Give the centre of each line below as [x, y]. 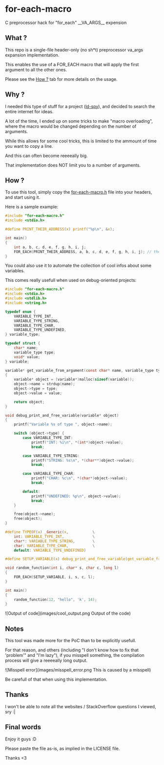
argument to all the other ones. [36, 70]
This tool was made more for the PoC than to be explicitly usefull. [71, 641]
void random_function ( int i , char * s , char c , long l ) [62, 568]
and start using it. [23, 197]
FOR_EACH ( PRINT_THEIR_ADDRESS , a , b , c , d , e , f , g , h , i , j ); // [83, 252]
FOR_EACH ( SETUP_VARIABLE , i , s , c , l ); [54, 577]
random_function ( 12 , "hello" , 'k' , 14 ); [55, 600]
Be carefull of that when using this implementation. [56, 679]
